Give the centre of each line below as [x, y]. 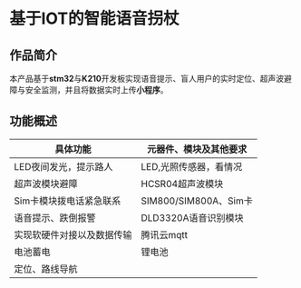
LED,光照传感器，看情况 [192, 166]
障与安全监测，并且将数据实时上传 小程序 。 [89, 90]
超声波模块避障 [46, 184]
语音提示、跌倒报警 [55, 217]
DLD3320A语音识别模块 [192, 217]
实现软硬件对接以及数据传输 [73, 234]
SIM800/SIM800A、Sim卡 [197, 201]
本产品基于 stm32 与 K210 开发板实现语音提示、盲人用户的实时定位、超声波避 [150, 79]
